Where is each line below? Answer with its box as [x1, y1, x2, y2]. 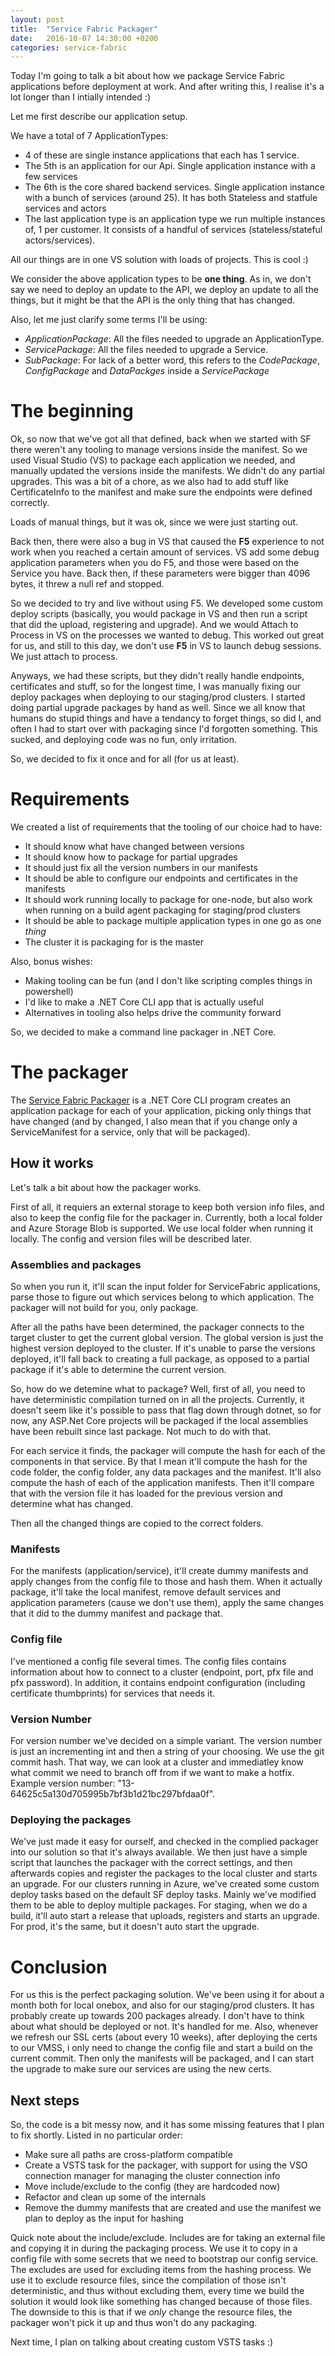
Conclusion [10, 1956, 108, 1978]
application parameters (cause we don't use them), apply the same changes [10, 1597, 325, 1609]
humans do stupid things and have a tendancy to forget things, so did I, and [10, 712, 322, 725]
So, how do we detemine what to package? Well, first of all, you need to [10, 1383, 306, 1395]
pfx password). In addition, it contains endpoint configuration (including [10, 1676, 306, 1688]
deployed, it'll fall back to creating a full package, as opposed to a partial [10, 1353, 310, 1365]
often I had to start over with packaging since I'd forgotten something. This [10, 723, 318, 735]
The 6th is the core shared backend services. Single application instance [24, 181, 325, 193]
